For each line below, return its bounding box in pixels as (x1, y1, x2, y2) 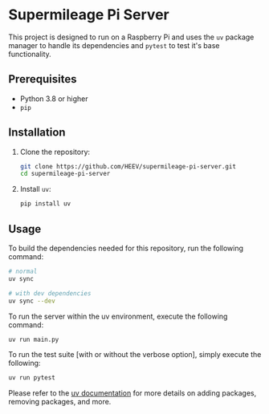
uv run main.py (8, 335, 59, 343)
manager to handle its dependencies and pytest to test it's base (8, 40, 220, 50)
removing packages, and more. (8, 397, 112, 407)
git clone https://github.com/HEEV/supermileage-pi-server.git (19, 162, 237, 170)
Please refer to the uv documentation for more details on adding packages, (8, 388, 257, 398)
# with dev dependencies (8, 289, 92, 298)
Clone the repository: (19, 147, 91, 156)
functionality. (8, 49, 52, 59)
